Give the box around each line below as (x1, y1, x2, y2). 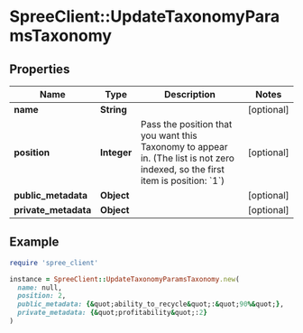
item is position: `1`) (140, 174, 225, 187)
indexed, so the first (140, 163, 225, 175)
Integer (100, 146, 133, 159)
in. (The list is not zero (140, 152, 234, 164)
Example (9, 235, 60, 250)
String (100, 104, 128, 116)
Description (163, 88, 216, 100)
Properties (9, 61, 70, 77)
